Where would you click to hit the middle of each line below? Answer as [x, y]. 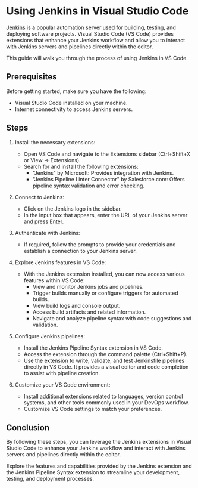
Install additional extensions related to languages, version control [103, 396]
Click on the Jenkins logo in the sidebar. [73, 209]
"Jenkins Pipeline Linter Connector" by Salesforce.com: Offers [109, 179]
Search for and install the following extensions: [81, 166]
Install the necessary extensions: [55, 142]
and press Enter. [44, 221]
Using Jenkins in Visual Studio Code [98, 11]
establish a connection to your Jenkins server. [80, 251]
